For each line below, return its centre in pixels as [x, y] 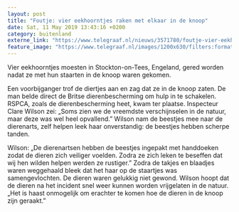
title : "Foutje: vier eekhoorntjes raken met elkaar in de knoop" [108, 21]
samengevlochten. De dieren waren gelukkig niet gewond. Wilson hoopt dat [118, 178]
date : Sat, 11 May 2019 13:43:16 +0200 [67, 27]
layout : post [27, 14]
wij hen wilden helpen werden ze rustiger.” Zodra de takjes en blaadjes [111, 163]
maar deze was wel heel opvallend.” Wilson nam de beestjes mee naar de [115, 119]
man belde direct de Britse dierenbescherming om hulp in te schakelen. [112, 96]
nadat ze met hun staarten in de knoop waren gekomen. [89, 75]
